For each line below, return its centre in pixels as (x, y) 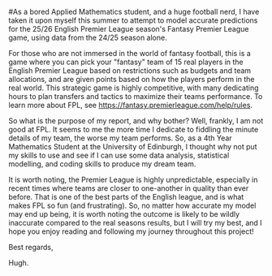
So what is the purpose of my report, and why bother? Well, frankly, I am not (136, 121)
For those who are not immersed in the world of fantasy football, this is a (130, 53)
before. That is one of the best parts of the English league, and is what (126, 197)
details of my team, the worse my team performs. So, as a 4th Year (121, 138)
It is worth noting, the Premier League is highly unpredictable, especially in (133, 179)
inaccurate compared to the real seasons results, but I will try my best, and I (135, 223)
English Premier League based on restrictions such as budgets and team (130, 71)
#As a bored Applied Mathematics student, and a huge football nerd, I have (134, 12)
